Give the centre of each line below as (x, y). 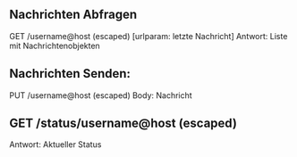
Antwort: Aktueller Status (55, 145)
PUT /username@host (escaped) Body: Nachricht (101, 95)
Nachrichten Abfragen (73, 15)
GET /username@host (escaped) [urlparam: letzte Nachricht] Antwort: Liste (148, 36)
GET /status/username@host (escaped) (123, 124)
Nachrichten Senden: (70, 74)
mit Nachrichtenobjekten (55, 45)
